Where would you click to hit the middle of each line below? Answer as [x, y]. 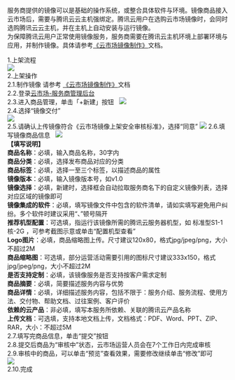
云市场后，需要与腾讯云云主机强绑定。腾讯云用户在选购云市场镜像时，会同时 [117, 19]
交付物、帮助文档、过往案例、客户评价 [74, 301]
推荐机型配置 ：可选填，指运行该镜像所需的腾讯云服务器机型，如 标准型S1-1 [115, 222]
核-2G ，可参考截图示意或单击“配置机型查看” [72, 231]
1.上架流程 [22, 60]
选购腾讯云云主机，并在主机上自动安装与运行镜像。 [81, 28]
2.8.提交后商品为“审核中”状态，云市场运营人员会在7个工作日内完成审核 [109, 345]
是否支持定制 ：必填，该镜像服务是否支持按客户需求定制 [87, 275]
